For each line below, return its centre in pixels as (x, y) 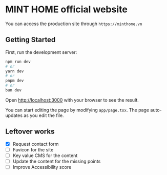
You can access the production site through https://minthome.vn (74, 24)
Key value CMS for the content (45, 155)
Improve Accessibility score (42, 167)
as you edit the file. (44, 115)
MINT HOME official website (67, 9)
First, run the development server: (41, 52)
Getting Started (30, 40)
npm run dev (18, 62)
